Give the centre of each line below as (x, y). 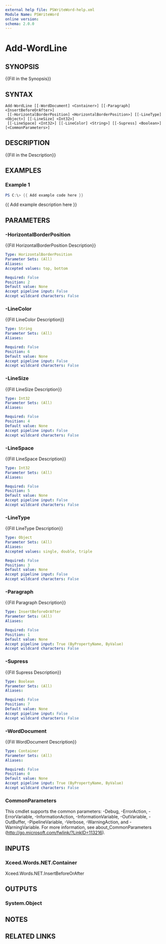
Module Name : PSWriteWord (32, 14)
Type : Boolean (20, 681)
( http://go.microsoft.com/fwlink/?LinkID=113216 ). (55, 833)
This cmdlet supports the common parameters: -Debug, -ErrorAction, (77, 811)
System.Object (24, 903)
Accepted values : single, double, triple (49, 552)
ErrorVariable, (19, 817)
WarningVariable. (23, 827)
